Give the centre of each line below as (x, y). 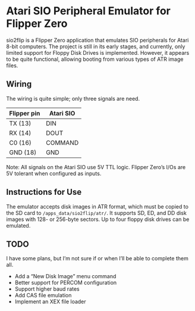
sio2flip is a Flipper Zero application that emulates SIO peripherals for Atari (97, 40)
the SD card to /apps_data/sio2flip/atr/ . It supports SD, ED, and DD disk (97, 213)
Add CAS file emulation (43, 296)
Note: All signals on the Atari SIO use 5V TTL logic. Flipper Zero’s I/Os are (96, 167)
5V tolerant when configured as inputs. (54, 173)
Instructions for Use (44, 192)
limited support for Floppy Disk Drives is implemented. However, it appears (98, 52)
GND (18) (23, 152)
